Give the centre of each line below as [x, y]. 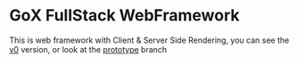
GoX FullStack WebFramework [124, 16]
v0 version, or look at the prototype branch [88, 49]
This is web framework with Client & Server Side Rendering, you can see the [149, 40]
